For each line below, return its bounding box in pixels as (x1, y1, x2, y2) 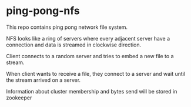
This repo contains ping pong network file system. (6, 24, 128, 31)
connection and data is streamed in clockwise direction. (6, 41, 142, 48)
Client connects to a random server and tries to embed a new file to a (6, 52, 175, 59)
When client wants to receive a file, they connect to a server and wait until (6, 70, 186, 77)
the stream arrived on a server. (6, 76, 81, 83)
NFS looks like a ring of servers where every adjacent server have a (6, 35, 170, 42)
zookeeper (6, 94, 32, 101)
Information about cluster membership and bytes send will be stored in (6, 88, 177, 95)
